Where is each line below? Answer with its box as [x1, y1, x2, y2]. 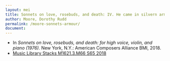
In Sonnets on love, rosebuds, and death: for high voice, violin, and [12, 39, 153, 45]
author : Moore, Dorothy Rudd [5, 16, 67, 21]
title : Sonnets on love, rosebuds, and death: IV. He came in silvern [5, 12, 157, 17]
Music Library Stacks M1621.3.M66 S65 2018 [12, 50, 107, 56]
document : [5, 26, 26, 31]
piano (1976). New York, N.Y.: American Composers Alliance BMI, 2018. [12, 45, 161, 51]
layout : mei [5, 7, 30, 12]
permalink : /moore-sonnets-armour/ [5, 21, 80, 26]
